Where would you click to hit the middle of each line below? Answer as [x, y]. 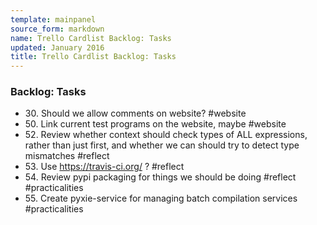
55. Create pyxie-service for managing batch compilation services [161, 198]
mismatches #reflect [67, 156]
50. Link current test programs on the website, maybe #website [155, 124]
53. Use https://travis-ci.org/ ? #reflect [104, 167]
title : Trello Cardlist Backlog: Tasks [93, 57]
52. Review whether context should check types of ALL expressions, [166, 135]
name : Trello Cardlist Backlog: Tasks [91, 38]
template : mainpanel [53, 19]
